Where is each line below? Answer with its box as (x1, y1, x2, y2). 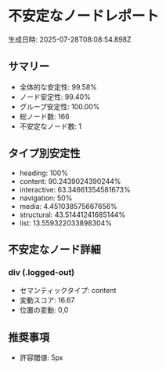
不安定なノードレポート (8, 7, 160, 25)
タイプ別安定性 (8, 147, 81, 160)
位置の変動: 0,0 (19, 306, 69, 315)
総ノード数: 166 (19, 112, 70, 121)
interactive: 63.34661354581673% (19, 185, 131, 194)
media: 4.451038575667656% (19, 201, 117, 211)
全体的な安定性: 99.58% (19, 82, 98, 91)
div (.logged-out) (8, 266, 75, 277)
